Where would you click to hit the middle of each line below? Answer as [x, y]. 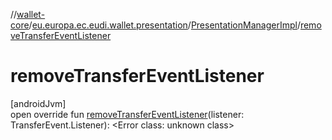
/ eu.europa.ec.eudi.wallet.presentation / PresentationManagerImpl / [164, 25]
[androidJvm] [38, 103]
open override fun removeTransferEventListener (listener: [127, 114]
